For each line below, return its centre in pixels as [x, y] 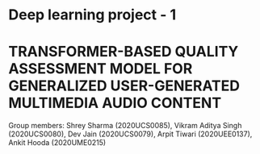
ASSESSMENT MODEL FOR [101, 69]
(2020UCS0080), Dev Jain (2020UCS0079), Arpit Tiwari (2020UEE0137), [130, 134]
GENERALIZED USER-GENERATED [124, 86]
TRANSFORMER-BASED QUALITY [124, 52]
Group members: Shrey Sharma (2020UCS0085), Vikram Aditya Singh [125, 126]
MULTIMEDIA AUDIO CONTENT [115, 103]
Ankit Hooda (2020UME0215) [57, 143]
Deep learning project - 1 [92, 15]
